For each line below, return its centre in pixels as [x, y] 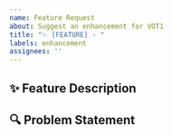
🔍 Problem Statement [72, 120]
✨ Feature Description [73, 88]
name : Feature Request [52, 18]
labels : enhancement [48, 43]
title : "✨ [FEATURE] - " [57, 34]
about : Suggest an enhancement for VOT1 [87, 26]
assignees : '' [36, 52]
